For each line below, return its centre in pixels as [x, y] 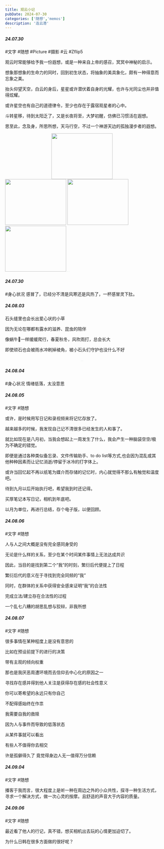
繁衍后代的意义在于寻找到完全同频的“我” [46, 575]
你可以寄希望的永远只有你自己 [35, 693]
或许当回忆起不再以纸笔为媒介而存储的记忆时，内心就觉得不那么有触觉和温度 [82, 472]
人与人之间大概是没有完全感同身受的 [41, 544]
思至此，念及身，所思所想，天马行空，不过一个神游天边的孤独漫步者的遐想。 [82, 126]
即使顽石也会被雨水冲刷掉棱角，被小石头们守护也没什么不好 [65, 350]
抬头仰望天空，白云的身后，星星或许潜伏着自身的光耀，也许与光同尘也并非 [80, 89]
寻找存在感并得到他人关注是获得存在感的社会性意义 [56, 683]
